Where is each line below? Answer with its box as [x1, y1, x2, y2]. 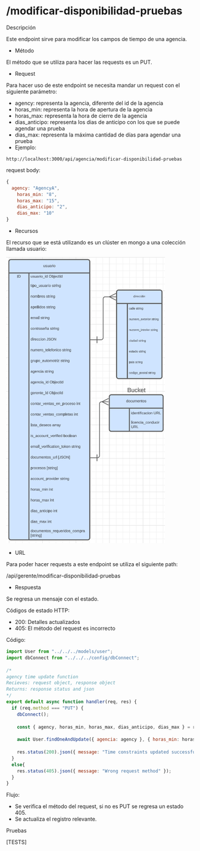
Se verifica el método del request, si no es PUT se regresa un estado [14, 803, 184, 810]
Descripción [6, 24, 36, 31]
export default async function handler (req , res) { [6, 699, 137, 705]
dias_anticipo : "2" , [17, 204, 68, 210]
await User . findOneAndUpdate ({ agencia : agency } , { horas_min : [17, 737, 180, 743]
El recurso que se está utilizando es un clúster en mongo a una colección [6, 239, 186, 246]
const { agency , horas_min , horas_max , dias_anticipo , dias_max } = [17, 724, 190, 730]
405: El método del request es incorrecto [14, 625, 116, 632]
